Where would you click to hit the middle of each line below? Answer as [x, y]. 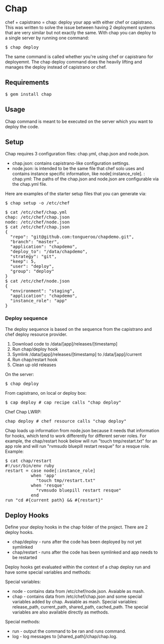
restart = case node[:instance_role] [50, 470]
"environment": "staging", [42, 291]
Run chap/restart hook [35, 359]
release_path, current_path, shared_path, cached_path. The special [80, 607]
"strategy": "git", [34, 257]
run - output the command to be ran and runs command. [69, 631]
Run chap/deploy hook [35, 349]
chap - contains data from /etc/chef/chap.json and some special [77, 597]
